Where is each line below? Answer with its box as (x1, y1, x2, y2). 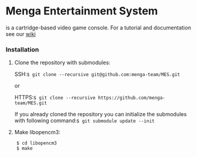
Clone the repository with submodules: (14, 59, 111, 67)
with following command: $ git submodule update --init (14, 117, 155, 124)
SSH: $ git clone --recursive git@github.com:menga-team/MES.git (14, 71, 181, 78)
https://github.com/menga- (98, 95, 166, 101)
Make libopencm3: (14, 129, 61, 136)
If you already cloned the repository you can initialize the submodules (14, 111, 187, 118)
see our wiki (5, 30, 36, 37)
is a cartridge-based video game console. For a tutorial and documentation (5, 24, 192, 31)
